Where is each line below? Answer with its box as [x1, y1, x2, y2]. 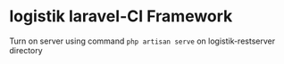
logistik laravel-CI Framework [9, 6, 233, 27]
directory [9, 44, 43, 55]
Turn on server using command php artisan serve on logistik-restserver [9, 36, 275, 46]
